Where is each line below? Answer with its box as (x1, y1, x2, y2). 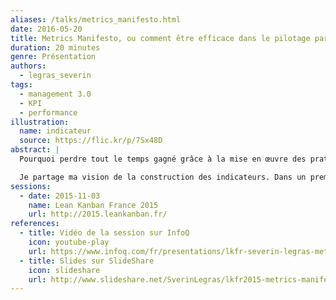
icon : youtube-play (28, 237, 110, 247)
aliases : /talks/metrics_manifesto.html (10, 14, 182, 25)
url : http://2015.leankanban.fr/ (28, 209, 168, 220)
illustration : (10, 117, 70, 127)
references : (10, 219, 60, 229)
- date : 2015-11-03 (19, 191, 101, 201)
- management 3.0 (19, 89, 92, 99)
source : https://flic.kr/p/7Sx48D (19, 136, 163, 146)
